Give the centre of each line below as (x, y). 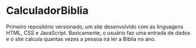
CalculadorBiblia (48, 11)
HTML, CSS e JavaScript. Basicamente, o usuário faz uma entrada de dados (98, 32)
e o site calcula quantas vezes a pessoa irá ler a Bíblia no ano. (81, 39)
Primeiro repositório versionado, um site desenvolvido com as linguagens (95, 27)
